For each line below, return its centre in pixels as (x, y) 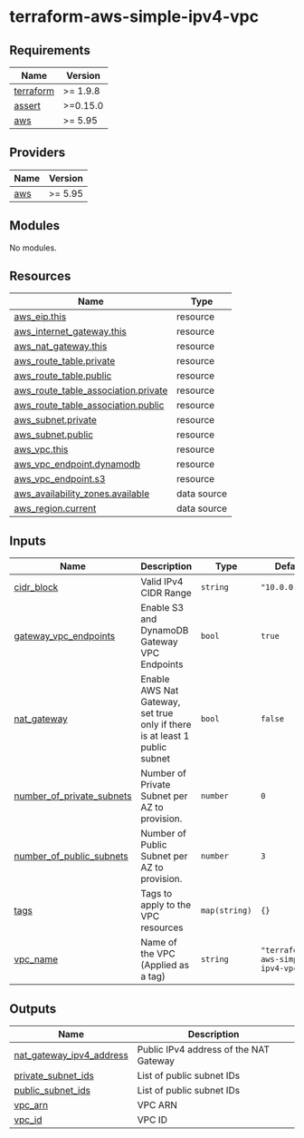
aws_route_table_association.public (89, 406)
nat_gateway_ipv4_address (71, 1055)
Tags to (156, 894)
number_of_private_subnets (73, 796)
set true (157, 713)
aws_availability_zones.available (82, 494)
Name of (159, 943)
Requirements (50, 50)
